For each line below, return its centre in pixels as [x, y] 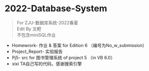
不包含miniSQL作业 [36, 35]
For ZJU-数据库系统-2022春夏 [48, 23]
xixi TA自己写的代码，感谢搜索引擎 [47, 64]
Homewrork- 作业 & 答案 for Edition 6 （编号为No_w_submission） [79, 45]
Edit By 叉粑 [29, 29]
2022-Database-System [56, 9]
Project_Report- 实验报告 [37, 51]
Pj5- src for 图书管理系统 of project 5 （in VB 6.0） [63, 57]
